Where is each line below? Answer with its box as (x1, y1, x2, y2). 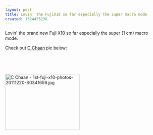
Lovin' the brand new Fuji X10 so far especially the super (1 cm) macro (5, 30, 149, 36)
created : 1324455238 (5, 16, 48, 21)
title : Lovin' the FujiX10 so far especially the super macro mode (5, 12, 148, 17)
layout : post (5, 7, 32, 12)
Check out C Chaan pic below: (5, 45, 67, 51)
